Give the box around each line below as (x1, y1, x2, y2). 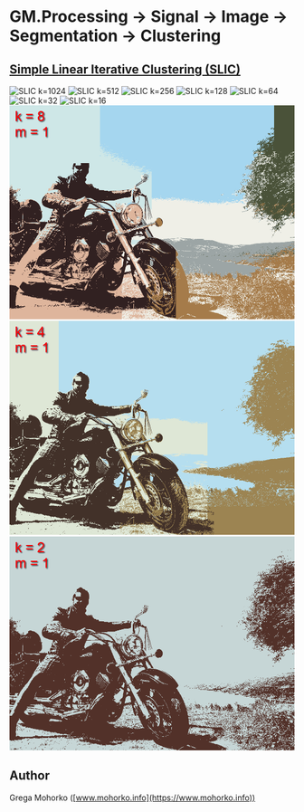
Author (9, 768, 50, 784)
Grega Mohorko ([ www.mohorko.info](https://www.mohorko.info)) (9, 792, 256, 803)
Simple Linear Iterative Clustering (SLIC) (9, 62, 242, 77)
